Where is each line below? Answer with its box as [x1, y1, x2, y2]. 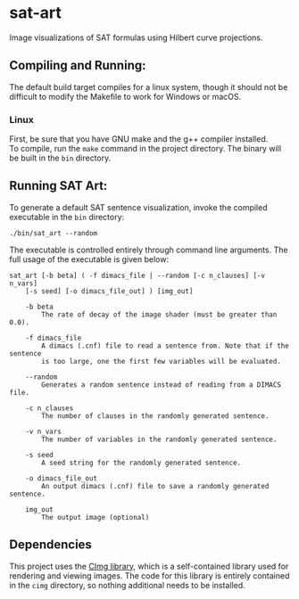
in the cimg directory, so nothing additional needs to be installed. [9, 579, 245, 590]
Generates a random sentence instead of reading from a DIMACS [41, 380, 281, 390]
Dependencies [9, 537, 92, 553]
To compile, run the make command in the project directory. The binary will [9, 144, 282, 154]
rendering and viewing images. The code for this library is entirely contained [9, 570, 290, 581]
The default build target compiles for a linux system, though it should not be [9, 81, 288, 92]
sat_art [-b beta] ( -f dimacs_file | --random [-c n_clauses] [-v [9, 271, 266, 280]
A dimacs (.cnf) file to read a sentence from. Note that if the [41, 341, 290, 350]
